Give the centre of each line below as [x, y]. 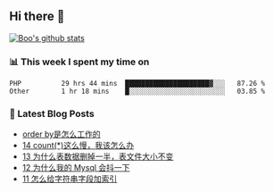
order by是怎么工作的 [61, 134]
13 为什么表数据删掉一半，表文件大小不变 [98, 156]
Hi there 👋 [37, 17]
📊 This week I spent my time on [79, 62]
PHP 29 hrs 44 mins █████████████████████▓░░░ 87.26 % [137, 84]
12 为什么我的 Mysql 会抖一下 [76, 168]
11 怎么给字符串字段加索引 [70, 179]
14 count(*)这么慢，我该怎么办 [78, 146]
